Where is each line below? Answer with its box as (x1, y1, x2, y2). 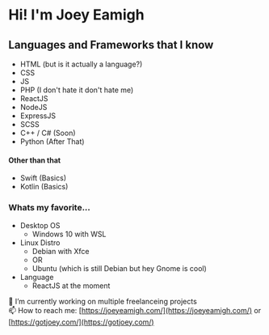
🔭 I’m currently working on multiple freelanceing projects (8, 296, 198, 306)
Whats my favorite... (8, 202, 91, 214)
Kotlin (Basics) (19, 182, 69, 192)
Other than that (8, 155, 61, 165)
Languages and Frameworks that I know (8, 38, 214, 52)
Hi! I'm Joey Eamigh (8, 6, 145, 24)
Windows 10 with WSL (32, 229, 107, 239)
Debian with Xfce (32, 246, 90, 256)
